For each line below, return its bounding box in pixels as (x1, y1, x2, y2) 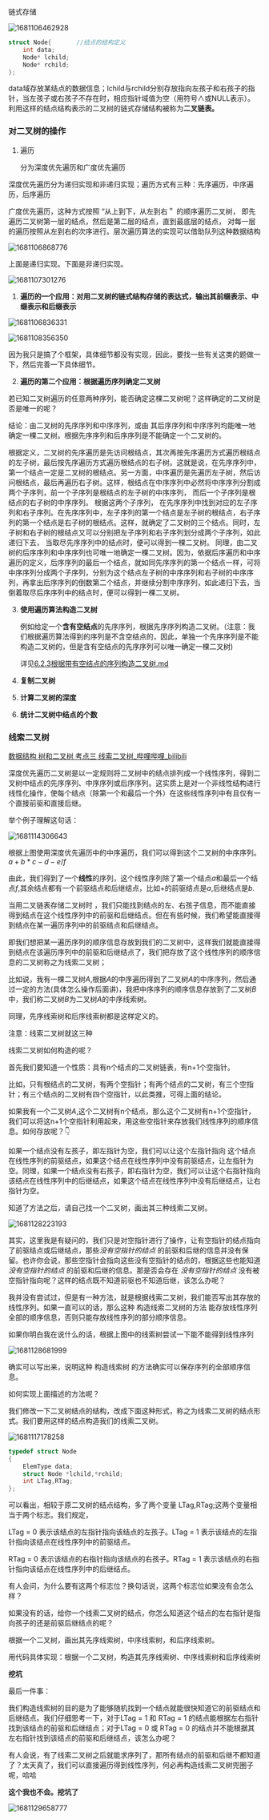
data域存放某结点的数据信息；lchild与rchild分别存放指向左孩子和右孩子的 (8, 83, 248, 94)
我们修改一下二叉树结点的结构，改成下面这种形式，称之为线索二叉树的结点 (8, 1405, 254, 1415)
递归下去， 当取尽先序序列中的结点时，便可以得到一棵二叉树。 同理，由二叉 (8, 537, 258, 547)
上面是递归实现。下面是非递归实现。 (8, 259, 128, 268)
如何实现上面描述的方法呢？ (8, 1389, 100, 1398)
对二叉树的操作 (8, 126, 66, 137)
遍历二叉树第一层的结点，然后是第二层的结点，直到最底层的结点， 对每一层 (8, 216, 256, 226)
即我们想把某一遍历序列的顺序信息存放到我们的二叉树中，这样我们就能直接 (8, 937, 254, 947)
